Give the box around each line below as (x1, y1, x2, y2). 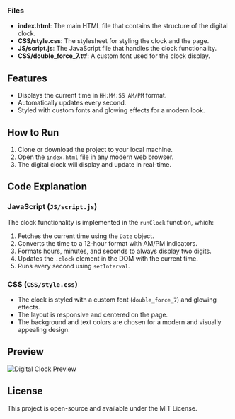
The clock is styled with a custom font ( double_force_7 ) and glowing (17, 295, 217, 304)
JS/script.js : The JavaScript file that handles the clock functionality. (17, 45, 217, 53)
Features (7, 72, 47, 84)
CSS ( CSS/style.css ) (7, 279, 78, 289)
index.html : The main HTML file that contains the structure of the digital (17, 22, 228, 30)
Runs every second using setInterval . (17, 261, 130, 270)
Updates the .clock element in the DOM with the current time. (17, 254, 198, 263)
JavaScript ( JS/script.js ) (7, 202, 98, 212)
